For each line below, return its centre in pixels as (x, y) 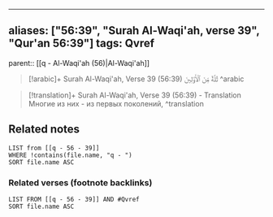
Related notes (44, 130)
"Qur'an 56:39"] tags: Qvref (82, 43)
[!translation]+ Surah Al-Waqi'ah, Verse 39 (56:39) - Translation (135, 95)
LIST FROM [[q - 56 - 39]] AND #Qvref (74, 199)
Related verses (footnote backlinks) (80, 182)
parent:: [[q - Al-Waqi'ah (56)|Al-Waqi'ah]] (79, 63)
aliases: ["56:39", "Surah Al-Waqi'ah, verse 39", (134, 30)
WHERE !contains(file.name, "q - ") (70, 155)
